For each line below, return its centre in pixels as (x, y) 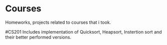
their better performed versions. (38, 37)
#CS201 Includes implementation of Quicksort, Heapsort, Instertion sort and (83, 32)
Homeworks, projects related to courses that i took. (58, 22)
